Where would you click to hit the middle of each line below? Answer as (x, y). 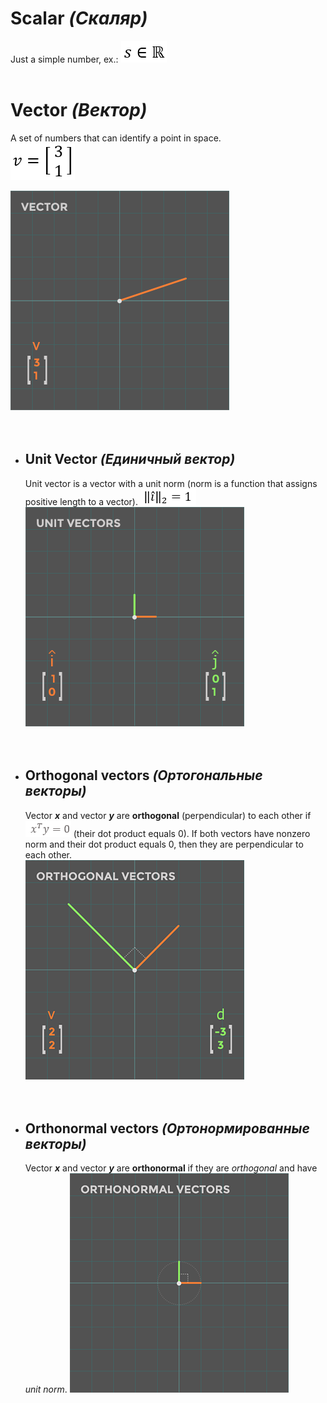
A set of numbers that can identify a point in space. (116, 138)
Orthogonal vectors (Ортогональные (143, 775)
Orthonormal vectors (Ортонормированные (167, 1128)
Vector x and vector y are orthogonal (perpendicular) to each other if (168, 815)
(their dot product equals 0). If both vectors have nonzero (192, 833)
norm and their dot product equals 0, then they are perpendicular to (164, 844)
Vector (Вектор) (79, 110)
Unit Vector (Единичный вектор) (130, 459)
